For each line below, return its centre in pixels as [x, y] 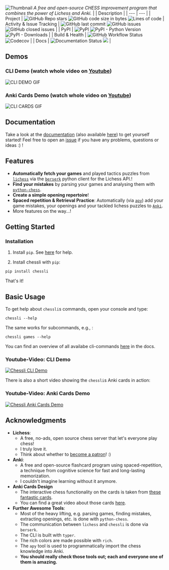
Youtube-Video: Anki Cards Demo [48, 394]
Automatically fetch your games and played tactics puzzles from [81, 173]
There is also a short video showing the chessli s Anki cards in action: [78, 381]
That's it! [14, 281]
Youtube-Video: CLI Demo [38, 360]
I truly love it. [33, 449]
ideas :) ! [14, 145]
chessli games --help [28, 337]
